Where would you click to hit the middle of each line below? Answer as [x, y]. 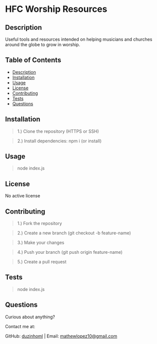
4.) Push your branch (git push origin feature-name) [70, 252]
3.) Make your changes [41, 243]
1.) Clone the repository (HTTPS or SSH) [58, 131]
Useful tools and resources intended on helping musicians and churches [79, 39]
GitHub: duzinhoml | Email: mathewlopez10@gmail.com [61, 336]
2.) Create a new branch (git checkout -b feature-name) [74, 233]
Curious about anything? [30, 317]
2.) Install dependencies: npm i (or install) [59, 141]
